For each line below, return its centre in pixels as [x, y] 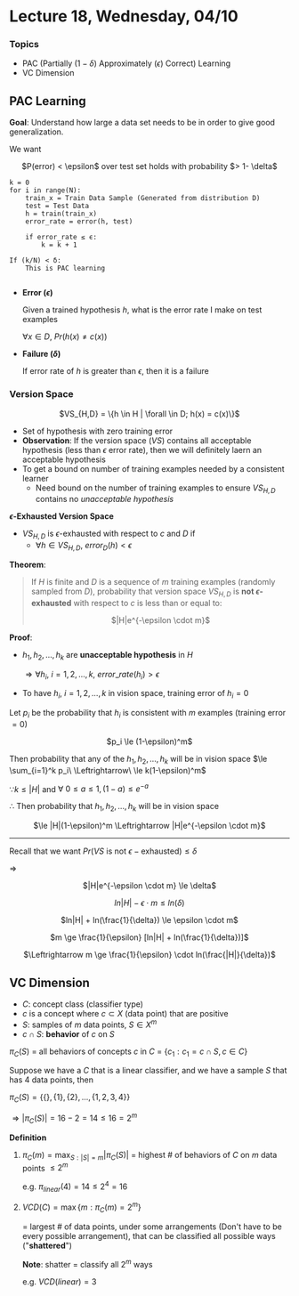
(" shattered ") [47, 1246]
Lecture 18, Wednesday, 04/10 [124, 16]
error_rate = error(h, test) [79, 222]
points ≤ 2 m [45, 1167]
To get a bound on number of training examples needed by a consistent [153, 468]
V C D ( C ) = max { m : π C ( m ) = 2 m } [81, 1207]
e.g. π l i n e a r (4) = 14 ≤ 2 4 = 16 [75, 1187]
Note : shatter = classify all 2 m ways [87, 1264]
